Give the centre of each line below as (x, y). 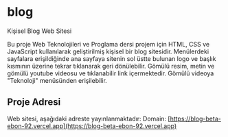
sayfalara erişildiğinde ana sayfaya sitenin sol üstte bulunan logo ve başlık (112, 58)
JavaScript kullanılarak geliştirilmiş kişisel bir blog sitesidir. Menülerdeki (108, 51)
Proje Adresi (34, 102)
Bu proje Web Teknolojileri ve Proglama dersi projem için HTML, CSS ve (109, 44)
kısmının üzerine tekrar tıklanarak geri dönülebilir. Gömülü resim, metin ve (111, 66)
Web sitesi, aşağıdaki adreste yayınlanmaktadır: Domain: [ (89, 119)
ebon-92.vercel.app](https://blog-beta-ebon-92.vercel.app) (92, 126)
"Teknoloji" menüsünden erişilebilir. (57, 80)
